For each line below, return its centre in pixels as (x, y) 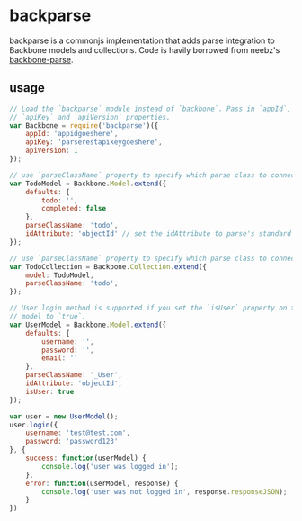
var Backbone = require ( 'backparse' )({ (84, 126)
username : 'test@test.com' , (78, 433)
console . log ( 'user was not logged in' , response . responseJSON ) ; (164, 491)
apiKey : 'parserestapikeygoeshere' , (94, 142)
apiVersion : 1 (52, 151)
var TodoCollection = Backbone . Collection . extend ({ (108, 266)
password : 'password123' (72, 442)
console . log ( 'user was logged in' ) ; (110, 466)
